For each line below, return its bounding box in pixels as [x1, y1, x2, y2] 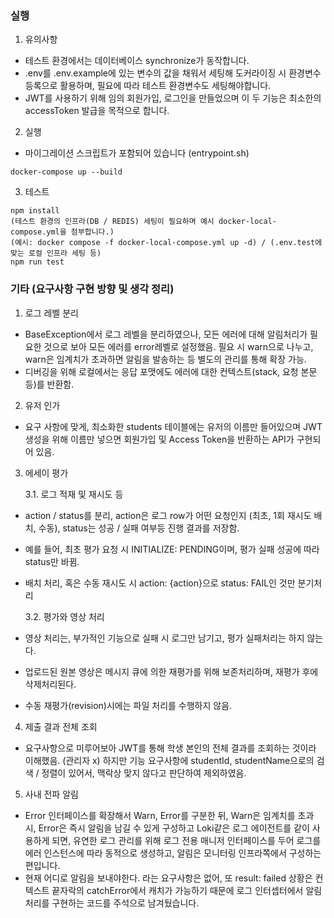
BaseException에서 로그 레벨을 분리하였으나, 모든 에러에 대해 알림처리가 [24, 328, 308, 340]
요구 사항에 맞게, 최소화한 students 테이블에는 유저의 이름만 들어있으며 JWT [24, 420, 323, 432]
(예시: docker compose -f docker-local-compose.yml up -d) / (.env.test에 [10, 238, 323, 248]
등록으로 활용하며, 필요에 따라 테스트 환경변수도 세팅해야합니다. [24, 80, 272, 92]
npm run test [10, 257, 65, 267]
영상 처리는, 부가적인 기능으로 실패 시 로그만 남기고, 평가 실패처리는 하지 [24, 632, 305, 644]
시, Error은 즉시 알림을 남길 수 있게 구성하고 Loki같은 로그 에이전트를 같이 [24, 822, 310, 834]
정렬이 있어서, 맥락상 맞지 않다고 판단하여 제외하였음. [41, 767, 247, 779]
